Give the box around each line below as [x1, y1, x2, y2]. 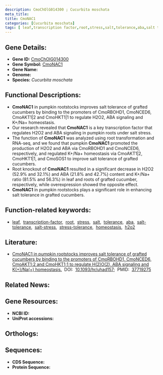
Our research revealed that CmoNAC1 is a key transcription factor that [12, 125, 153, 131]
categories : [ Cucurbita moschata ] [5, 20, 75, 26]
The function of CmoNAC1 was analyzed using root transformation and [12, 135, 154, 141]
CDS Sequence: [12, 359, 45, 365]
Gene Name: [12, 66, 38, 72]
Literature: [5, 238, 38, 246]
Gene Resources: [5, 298, 58, 306]
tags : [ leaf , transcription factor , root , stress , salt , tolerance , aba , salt [5, 25, 155, 30]
